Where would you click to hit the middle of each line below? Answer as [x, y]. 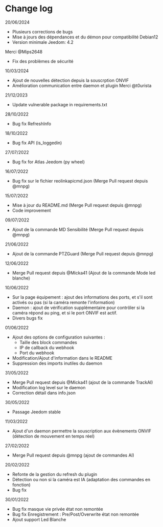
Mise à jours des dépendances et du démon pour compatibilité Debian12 [85, 37]
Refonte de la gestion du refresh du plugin [55, 474]
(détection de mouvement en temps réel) [53, 436]
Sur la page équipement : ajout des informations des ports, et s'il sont [82, 297]
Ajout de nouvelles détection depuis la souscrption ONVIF [70, 80]
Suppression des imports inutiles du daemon [57, 363]
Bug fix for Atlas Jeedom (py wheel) [48, 162]
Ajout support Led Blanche [39, 519]
